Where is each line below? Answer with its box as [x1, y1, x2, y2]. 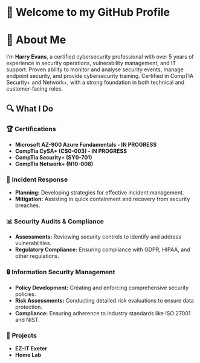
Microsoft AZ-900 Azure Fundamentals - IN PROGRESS [15, 141, 157, 148]
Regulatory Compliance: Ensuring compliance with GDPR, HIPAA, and [15, 246, 190, 253]
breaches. [15, 202, 40, 209]
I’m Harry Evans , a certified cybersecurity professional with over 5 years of [6, 53, 195, 60]
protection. [15, 303, 43, 310]
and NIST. [15, 316, 40, 323]
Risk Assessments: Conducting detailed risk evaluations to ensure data [15, 297, 195, 304]
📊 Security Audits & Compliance [6, 217, 105, 226]
